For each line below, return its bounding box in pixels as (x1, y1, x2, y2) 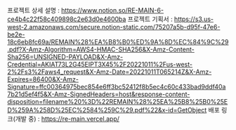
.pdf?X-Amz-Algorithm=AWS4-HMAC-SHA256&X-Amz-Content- (7, 45, 195, 53)
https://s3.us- (174, 15, 214, 23)
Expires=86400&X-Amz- (7, 75, 79, 83)
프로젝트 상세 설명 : (7, 6, 60, 14)
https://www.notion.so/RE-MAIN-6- (60, 6, 164, 14)
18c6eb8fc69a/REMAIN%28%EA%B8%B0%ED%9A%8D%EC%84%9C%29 (7, 38, 229, 46)
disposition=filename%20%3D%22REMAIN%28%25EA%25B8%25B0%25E (7, 98, 228, 105)
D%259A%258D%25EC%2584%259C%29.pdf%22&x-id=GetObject (7, 106, 207, 114)
